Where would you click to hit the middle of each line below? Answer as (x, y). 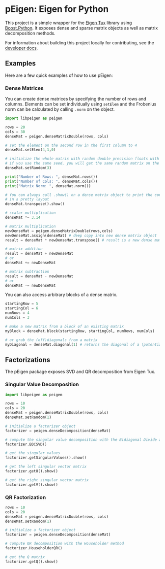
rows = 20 (15, 127)
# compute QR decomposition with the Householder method (65, 544)
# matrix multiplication (30, 226)
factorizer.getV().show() (31, 485)
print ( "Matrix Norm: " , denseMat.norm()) (48, 186)
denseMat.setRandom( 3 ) (28, 168)
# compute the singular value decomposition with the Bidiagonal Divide (81, 439)
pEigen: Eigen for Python (57, 9)
